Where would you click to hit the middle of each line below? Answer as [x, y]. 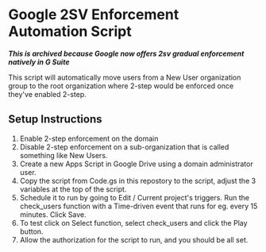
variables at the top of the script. [73, 189]
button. [31, 231]
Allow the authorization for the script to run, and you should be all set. [134, 239]
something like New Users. [64, 155]
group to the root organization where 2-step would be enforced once [121, 86]
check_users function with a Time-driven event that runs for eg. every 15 [139, 206]
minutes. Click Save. [53, 214]
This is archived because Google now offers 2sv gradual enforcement [126, 53]
